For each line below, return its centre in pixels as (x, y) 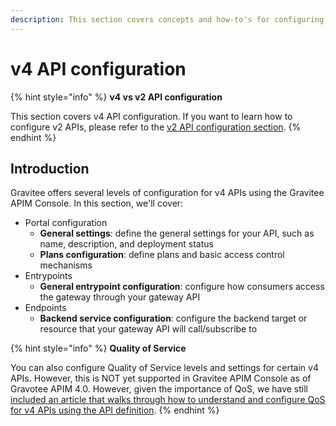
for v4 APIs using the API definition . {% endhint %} (115, 410)
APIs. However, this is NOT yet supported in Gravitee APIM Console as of (161, 378)
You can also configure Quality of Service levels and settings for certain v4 (164, 368)
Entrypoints (48, 276)
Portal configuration (66, 223)
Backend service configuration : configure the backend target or (173, 318)
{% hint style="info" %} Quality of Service (98, 348)
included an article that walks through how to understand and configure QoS (168, 400)
